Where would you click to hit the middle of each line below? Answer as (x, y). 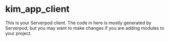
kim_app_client (37, 9)
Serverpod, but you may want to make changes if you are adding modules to (85, 28)
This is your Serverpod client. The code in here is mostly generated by (78, 23)
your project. (18, 33)
